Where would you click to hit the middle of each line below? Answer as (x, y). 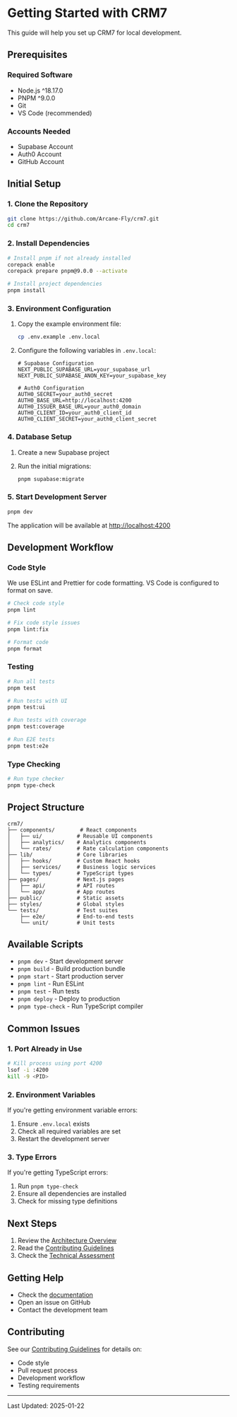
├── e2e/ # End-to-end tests (77, 916)
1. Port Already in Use (45, 1049)
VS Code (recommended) (55, 113)
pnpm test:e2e (28, 746)
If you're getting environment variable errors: (73, 1110)
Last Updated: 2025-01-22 (46, 1406)
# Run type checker (36, 779)
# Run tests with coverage (47, 720)
